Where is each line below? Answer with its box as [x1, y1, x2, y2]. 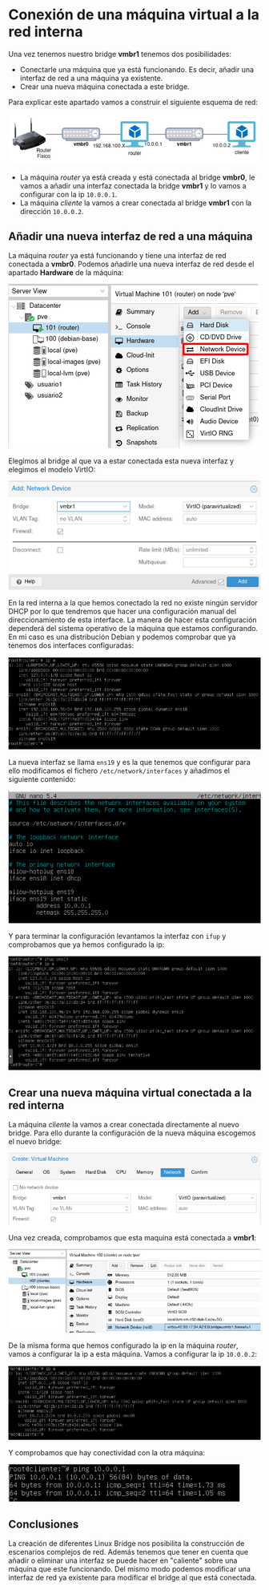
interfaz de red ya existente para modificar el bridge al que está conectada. [8, 1573, 258, 1583]
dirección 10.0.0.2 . [19, 206, 84, 216]
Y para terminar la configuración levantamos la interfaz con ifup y [8, 932, 227, 941]
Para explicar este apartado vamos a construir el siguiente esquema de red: [8, 97, 259, 107]
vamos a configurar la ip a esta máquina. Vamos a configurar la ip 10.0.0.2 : [8, 1349, 258, 1359]
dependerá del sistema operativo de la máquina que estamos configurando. [8, 623, 259, 633]
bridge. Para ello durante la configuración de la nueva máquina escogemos [8, 1128, 256, 1138]
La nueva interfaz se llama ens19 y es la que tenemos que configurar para [8, 757, 251, 767]
